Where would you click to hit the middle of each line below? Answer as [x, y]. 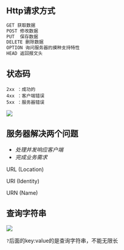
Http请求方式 [31, 11]
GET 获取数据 [21, 25]
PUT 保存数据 [22, 36]
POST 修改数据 [22, 31]
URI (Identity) [23, 181]
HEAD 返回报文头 [25, 53]
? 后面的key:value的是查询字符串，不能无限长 [62, 240]
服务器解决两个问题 [42, 134]
